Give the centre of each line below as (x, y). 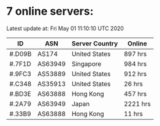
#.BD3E (21, 93)
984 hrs (135, 64)
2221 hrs (137, 104)
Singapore (86, 64)
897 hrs (135, 53)
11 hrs (133, 114)
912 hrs (135, 74)
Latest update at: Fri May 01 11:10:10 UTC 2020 (65, 28)
